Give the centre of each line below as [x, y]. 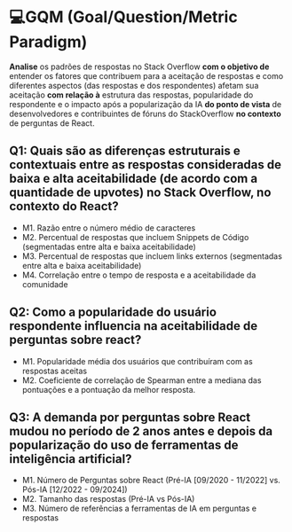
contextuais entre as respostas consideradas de [146, 165]
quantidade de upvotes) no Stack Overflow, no [140, 193]
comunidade [45, 284]
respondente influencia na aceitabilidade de [134, 326]
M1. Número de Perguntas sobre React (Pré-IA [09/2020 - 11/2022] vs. [151, 481]
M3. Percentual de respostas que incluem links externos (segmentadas [152, 256]
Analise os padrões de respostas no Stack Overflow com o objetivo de [139, 66]
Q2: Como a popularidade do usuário [113, 313]
